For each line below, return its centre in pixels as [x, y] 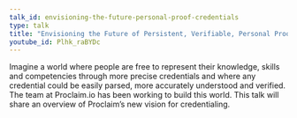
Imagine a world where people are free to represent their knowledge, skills [145, 67]
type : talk [29, 26]
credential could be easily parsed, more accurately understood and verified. [147, 85]
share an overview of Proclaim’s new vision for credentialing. [120, 104]
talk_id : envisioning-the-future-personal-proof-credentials [124, 17]
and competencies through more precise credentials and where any [133, 77]
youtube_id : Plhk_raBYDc [55, 42]
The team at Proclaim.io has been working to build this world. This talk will [144, 95]
